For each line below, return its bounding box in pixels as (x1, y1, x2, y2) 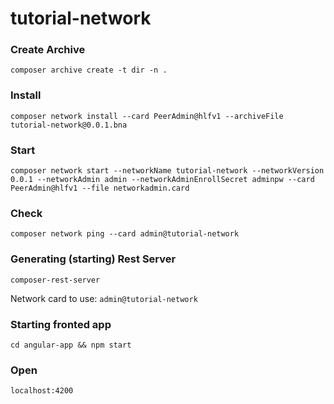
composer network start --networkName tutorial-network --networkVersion (10, 166, 325, 176)
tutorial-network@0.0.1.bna (10, 120, 128, 130)
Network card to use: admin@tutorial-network (10, 292, 198, 304)
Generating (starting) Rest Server (10, 252, 177, 266)
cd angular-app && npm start (10, 340, 132, 350)
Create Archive (10, 43, 86, 57)
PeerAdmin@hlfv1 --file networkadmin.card (10, 183, 190, 194)
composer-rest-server (10, 275, 101, 285)
